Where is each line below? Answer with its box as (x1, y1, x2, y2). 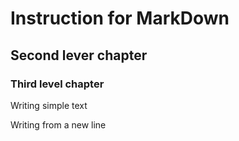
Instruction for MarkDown (10, 7, 230, 30)
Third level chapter (10, 77, 105, 91)
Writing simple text (10, 99, 88, 111)
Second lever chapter (10, 47, 148, 64)
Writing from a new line (10, 118, 107, 131)
